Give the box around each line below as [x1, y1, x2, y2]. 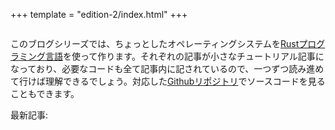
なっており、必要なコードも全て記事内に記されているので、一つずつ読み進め [10, 63, 325, 74]
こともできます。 [10, 88, 80, 99]
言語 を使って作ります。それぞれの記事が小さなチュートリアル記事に [44, 50, 325, 62]
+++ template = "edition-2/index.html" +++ [10, 9, 188, 20]
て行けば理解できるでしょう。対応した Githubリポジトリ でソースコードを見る [10, 75, 326, 87]
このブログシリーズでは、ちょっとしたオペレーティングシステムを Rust [10, 38, 300, 49]
